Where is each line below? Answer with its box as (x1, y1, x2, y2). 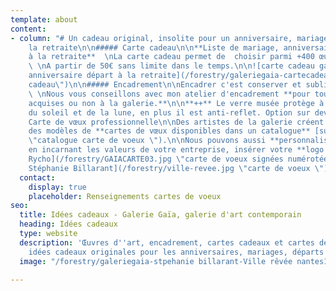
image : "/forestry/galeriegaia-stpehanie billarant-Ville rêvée (19, 256, 293, 266)
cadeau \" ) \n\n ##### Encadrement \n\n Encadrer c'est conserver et (28, 80, 302, 90)
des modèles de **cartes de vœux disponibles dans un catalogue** (28, 126, 311, 136)
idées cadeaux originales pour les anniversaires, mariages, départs (28, 247, 325, 257)
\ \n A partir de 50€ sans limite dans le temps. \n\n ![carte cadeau (28, 61, 315, 71)
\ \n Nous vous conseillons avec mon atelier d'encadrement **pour (28, 89, 311, 99)
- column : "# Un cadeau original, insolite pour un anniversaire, (10, 33, 293, 43)
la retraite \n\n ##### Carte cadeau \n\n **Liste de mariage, (28, 42, 280, 53)
